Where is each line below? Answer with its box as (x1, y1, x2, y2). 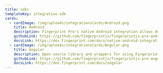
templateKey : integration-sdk (5, 12, 66, 16)
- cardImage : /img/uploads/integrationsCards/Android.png (9, 20, 130, 25)
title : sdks (5, 7, 29, 12)
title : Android (14, 25, 45, 30)
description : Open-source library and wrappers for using (14, 51, 133, 57)
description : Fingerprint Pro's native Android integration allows (14, 29, 153, 34)
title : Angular (14, 47, 45, 52)
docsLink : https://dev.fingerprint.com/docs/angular (14, 61, 123, 65)
